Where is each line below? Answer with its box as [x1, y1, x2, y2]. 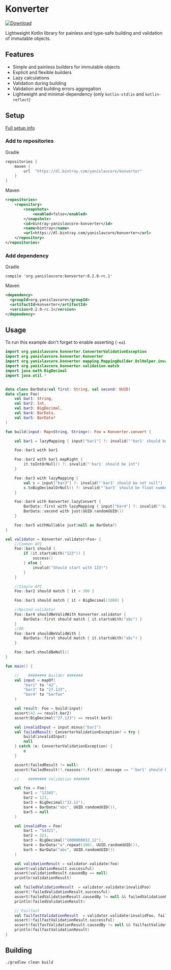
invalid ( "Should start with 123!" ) [32, 565, 108, 570]
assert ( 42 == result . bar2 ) [14, 711, 72, 716]
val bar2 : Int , [14, 401, 47, 406]
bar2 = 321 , [23, 833, 49, 838]
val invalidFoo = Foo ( [14, 823, 63, 829]
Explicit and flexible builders [12, 69, 72, 75]
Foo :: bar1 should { [14, 546, 56, 552]
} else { [23, 561, 42, 566]
